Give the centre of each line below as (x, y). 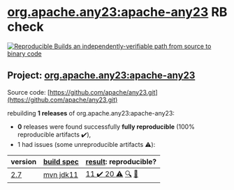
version (24, 161)
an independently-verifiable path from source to (142, 46)
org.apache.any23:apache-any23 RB (117, 12)
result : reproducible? (121, 161)
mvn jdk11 (61, 175)
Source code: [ (29, 92)
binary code (24, 54)
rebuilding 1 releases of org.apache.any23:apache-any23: (91, 113)
